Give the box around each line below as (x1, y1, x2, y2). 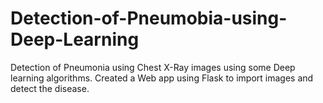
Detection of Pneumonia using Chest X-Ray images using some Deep (10, 61, 296, 73)
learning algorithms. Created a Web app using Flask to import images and (10, 72, 314, 84)
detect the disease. (10, 82, 90, 94)
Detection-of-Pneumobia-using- (10, 7, 288, 30)
